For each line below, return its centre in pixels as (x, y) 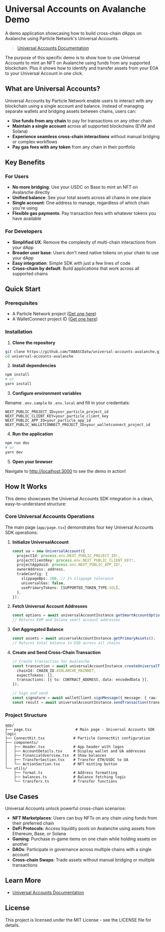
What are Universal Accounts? (53, 89)
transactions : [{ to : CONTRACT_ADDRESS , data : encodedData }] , (83, 680)
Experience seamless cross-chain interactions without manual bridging (86, 136)
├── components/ (22, 743)
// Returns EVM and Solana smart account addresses (66, 620)
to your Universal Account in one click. (44, 73)
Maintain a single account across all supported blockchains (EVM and (84, 126)
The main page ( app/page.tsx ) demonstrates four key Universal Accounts (79, 527)
